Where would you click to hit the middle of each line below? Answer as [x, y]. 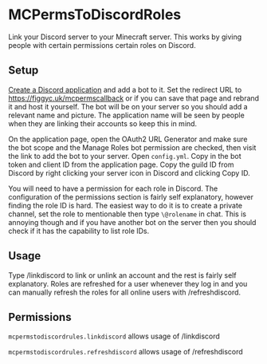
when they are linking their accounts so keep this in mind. [103, 123]
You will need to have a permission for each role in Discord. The [113, 188]
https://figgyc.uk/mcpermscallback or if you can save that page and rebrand [134, 98]
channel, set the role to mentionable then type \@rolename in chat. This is [128, 214]
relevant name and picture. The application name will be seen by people [126, 115]
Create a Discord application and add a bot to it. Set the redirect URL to [125, 89]
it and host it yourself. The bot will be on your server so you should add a [128, 106]
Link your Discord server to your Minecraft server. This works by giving [125, 37]
